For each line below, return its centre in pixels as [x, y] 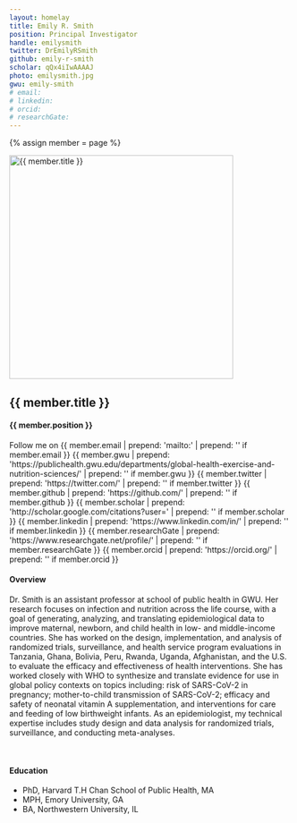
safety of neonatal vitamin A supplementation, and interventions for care [143, 704]
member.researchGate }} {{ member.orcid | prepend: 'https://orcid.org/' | [143, 549]
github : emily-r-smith [51, 59]
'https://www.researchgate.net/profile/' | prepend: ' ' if [109, 540]
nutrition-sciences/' [46, 473]
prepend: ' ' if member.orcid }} [64, 559]
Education [29, 770]
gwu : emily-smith [42, 84]
